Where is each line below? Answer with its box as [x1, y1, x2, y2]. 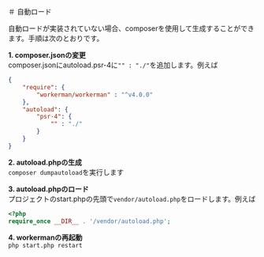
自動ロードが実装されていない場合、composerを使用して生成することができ [8, 24, 255, 33]
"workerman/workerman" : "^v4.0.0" [36, 90, 154, 99]
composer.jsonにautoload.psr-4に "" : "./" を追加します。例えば [8, 60, 218, 70]
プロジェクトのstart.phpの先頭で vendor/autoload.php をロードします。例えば [8, 194, 256, 203]
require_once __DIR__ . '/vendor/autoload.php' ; [8, 217, 171, 225]
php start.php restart [8, 241, 83, 249]
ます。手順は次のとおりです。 [8, 34, 104, 43]
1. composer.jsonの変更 [8, 51, 87, 59]
